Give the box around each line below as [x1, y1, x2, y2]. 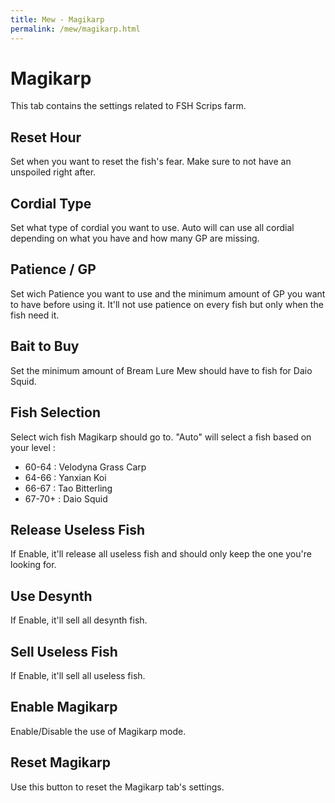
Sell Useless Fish [10, 643, 118, 660]
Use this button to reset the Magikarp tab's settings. [10, 781, 225, 793]
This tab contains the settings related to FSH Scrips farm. [10, 100, 247, 112]
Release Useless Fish [10, 521, 146, 538]
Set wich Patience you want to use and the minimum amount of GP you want [10, 287, 326, 300]
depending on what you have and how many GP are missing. [10, 232, 260, 245]
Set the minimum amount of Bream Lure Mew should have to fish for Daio [10, 364, 313, 376]
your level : [10, 441, 56, 453]
